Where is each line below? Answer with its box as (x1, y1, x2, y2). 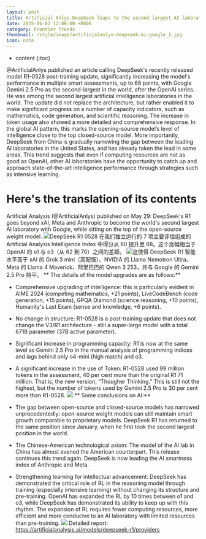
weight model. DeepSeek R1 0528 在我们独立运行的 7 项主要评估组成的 (6, 233, 191, 240)
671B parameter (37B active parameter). (15, 328, 116, 335)
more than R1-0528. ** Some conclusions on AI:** (15, 391, 151, 399)
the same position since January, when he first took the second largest (15, 423, 195, 430)
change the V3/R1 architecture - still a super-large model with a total (15, 321, 188, 328)
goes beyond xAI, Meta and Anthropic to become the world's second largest (6, 219, 199, 226)
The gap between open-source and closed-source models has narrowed (15, 403, 199, 411)
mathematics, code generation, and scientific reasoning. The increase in (6, 112, 189, 119)
